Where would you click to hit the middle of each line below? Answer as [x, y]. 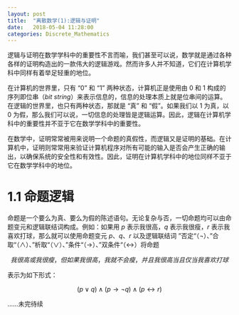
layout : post [27, 14]
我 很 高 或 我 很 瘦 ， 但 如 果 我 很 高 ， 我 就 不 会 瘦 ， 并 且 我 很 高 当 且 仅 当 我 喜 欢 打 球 [119, 260]
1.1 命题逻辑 [41, 197]
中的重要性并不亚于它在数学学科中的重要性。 [79, 124]
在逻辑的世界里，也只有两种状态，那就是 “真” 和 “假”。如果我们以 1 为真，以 [118, 106]
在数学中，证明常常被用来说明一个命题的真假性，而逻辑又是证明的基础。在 [116, 139]
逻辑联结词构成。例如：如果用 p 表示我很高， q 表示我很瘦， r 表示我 [131, 227]
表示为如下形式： [32, 275]
